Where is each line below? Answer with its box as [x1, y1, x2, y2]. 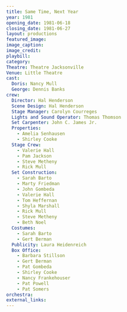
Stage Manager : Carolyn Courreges [11, 109, 97, 115]
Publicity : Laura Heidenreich [11, 242, 86, 248]
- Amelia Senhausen [17, 131, 66, 137]
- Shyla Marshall [17, 203, 60, 209]
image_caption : [6, 42, 44, 48]
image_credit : [6, 48, 42, 54]
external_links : [6, 297, 47, 303]
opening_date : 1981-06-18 [6, 20, 70, 26]
